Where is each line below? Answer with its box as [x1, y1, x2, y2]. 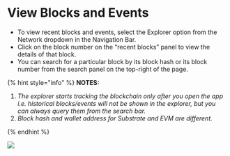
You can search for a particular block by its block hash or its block [17, 57, 208, 65]
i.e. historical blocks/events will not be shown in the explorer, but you [17, 99, 216, 107]
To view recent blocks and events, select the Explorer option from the [17, 28, 217, 36]
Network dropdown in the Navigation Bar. [17, 35, 137, 43]
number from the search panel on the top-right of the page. [17, 65, 188, 73]
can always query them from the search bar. [17, 107, 146, 115]
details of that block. [17, 50, 77, 58]
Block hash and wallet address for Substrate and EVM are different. [17, 114, 213, 123]
